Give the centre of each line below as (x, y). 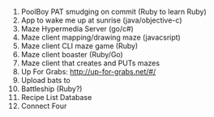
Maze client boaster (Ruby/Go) (72, 54)
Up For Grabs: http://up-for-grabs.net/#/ (88, 71)
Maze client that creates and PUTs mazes (90, 63)
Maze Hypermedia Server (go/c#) (77, 29)
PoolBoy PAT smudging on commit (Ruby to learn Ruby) (114, 12)
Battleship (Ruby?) (51, 89)
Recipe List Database (56, 97)
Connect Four (44, 106)
